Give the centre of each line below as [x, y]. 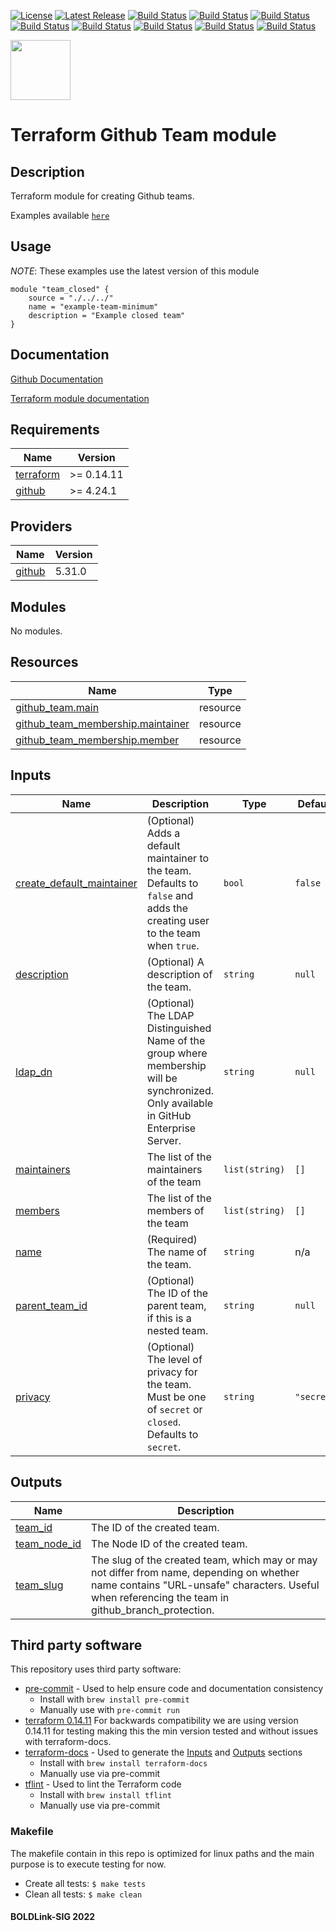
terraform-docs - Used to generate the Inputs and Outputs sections [163, 1752]
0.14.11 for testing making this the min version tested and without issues [171, 1731]
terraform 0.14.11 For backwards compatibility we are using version [161, 1721]
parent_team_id [51, 1305]
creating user [178, 920]
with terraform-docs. [68, 1742]
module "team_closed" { [60, 289]
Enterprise [171, 1128]
